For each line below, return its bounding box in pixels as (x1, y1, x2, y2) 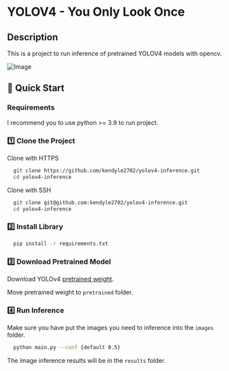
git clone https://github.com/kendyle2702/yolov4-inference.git (13, 167, 200, 174)
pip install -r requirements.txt (13, 240, 109, 247)
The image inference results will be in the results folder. (7, 357, 166, 365)
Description (7, 31, 58, 43)
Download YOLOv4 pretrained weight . (7, 275, 114, 283)
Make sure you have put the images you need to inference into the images (7, 324, 214, 332)
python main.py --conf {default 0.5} (13, 344, 121, 351)
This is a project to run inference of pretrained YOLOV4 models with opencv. (7, 49, 222, 57)
